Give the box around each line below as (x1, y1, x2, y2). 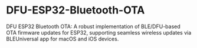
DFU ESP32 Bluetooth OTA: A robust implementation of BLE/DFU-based (6, 23, 181, 30)
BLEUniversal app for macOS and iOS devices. (6, 35, 119, 42)
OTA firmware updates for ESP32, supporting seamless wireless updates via (6, 29, 192, 36)
